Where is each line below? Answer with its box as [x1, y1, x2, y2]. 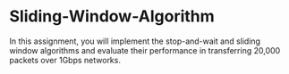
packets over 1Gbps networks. [9, 54, 121, 65]
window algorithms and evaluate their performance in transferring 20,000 [9, 45, 281, 55]
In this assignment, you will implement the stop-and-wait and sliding [9, 36, 261, 46]
